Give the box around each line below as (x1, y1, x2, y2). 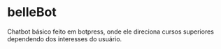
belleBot (7, 4, 57, 20)
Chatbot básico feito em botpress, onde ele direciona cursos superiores (7, 27, 215, 36)
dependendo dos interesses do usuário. (7, 34, 122, 43)
